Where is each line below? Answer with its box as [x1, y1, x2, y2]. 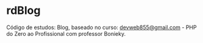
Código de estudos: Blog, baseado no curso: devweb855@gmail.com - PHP [6, 24, 197, 31]
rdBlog [6, 4, 41, 18]
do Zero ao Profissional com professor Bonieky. [6, 30, 126, 37]
